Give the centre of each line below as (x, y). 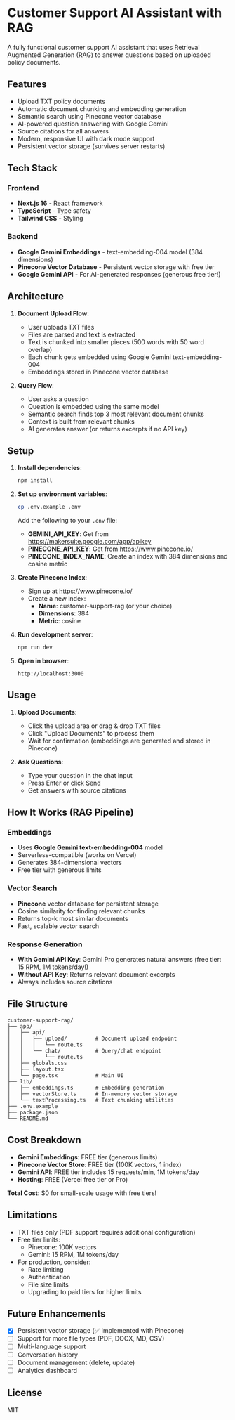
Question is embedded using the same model (93, 406)
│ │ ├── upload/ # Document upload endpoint (92, 1038)
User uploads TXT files (61, 327)
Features (27, 85)
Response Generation (45, 944)
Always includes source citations (65, 982)
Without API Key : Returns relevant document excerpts (96, 975)
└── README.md (28, 1119)
